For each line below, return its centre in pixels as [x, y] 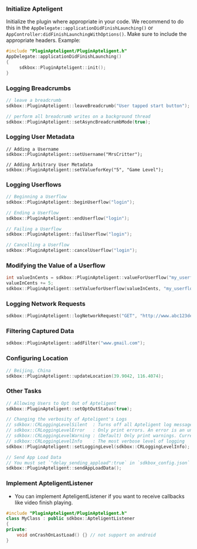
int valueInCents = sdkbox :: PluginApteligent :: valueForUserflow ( [87, 278]
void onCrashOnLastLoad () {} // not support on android [86, 535]
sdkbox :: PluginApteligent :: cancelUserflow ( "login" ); [72, 251]
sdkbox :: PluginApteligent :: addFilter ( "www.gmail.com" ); [76, 343]
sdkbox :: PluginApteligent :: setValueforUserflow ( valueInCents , [84, 289]
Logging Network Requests [46, 304]
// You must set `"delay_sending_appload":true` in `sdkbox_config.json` [98, 463]
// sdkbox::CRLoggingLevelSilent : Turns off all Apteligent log [89, 425]
